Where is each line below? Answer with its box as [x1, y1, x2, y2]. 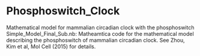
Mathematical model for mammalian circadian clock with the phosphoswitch [6, 24, 195, 31]
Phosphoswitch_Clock [6, 4, 120, 18]
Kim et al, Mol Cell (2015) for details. [6, 43, 96, 50]
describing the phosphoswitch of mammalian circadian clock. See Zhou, [6, 36, 185, 43]
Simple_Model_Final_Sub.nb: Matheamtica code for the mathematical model [6, 30, 194, 37]
